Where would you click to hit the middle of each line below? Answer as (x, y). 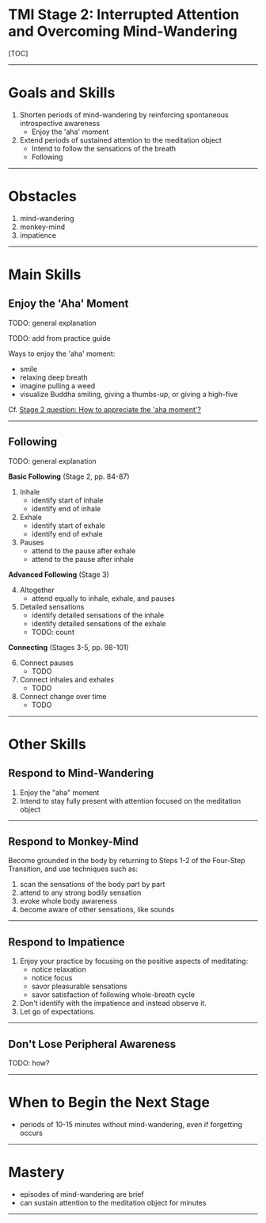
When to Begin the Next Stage (109, 1103)
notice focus (52, 978)
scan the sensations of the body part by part (92, 885)
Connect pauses (46, 663)
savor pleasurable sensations (79, 986)
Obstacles (42, 197)
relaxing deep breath (54, 377)
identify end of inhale (66, 508)
